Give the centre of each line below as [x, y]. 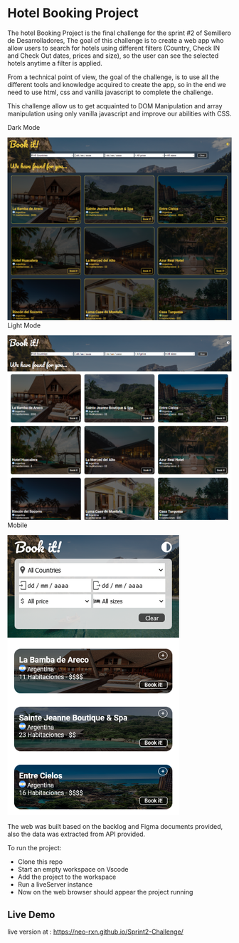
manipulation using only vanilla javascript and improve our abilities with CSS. [119, 113]
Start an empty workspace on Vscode [73, 870]
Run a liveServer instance [55, 885]
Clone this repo [40, 862]
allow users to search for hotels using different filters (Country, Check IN [114, 48]
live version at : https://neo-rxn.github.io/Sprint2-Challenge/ [95, 932]
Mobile [17, 525]
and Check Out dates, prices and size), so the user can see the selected [113, 56]
